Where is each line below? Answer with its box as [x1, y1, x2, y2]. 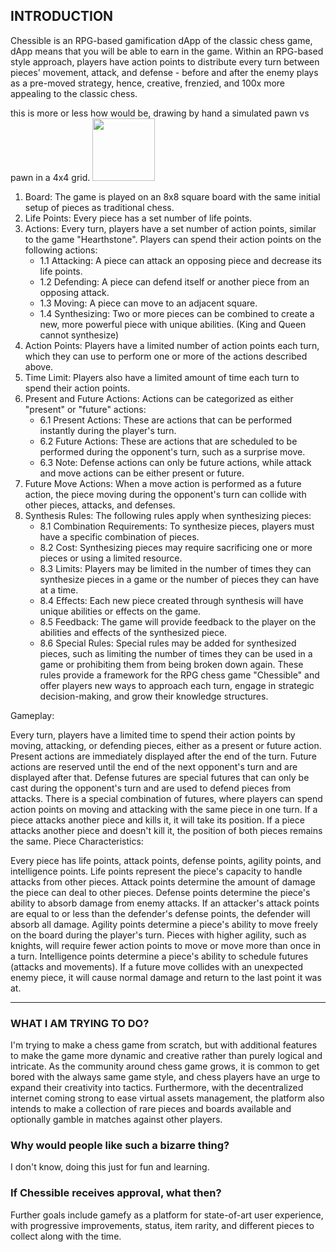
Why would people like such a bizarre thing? [10, 1139, 230, 1153]
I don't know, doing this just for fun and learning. [10, 1161, 210, 1173]
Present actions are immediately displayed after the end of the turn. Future [10, 750, 317, 762]
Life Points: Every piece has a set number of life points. [24, 212, 253, 224]
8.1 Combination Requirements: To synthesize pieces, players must [39, 520, 315, 532]
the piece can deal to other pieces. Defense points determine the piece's [10, 886, 311, 898]
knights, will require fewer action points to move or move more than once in [10, 939, 321, 951]
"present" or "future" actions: [24, 403, 147, 415]
